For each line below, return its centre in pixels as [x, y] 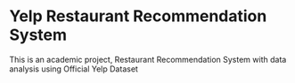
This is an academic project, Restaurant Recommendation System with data [148, 59]
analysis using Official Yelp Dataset [74, 69]
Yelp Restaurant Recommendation [138, 16]
